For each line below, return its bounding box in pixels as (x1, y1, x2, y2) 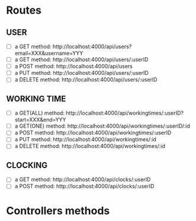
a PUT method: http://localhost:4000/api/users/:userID (14, 70, 149, 77)
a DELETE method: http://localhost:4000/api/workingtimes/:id (14, 143, 166, 150)
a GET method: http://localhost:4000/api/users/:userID (14, 56, 149, 63)
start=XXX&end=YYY (14, 116, 66, 124)
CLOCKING (6, 160, 48, 170)
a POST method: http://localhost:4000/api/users (14, 63, 133, 70)
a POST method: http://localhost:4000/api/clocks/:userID (14, 182, 155, 190)
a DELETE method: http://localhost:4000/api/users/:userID (14, 76, 158, 83)
